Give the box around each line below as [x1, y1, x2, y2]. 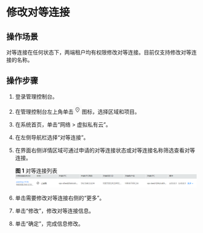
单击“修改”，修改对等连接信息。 [14, 207, 95, 214]
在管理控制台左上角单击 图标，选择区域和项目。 [14, 108, 140, 115]
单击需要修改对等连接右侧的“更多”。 [14, 194, 105, 202]
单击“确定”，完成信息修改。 [14, 220, 84, 227]
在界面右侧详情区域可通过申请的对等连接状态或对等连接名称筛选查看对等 [14, 146, 195, 154]
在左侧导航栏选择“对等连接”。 [14, 134, 89, 141]
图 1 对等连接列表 [14, 167, 58, 174]
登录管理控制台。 [14, 93, 58, 100]
